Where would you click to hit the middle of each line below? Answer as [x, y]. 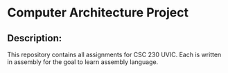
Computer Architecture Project [98, 13]
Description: [35, 38]
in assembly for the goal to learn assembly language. [83, 62]
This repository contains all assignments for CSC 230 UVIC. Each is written [114, 54]
